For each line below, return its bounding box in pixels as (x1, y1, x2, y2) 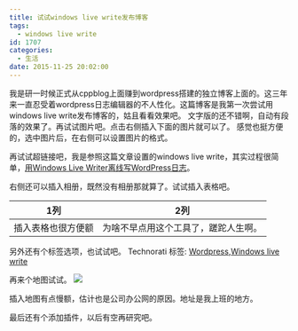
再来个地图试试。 (9, 274, 72, 285)
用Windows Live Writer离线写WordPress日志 (25, 162, 187, 173)
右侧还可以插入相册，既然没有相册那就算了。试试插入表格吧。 (9, 181, 235, 192)
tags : (9, 21, 29, 30)
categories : (9, 46, 53, 55)
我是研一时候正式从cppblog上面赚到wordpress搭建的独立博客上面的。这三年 (9, 88, 288, 99)
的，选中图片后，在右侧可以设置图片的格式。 (9, 132, 173, 143)
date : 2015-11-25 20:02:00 (9, 63, 109, 72)
